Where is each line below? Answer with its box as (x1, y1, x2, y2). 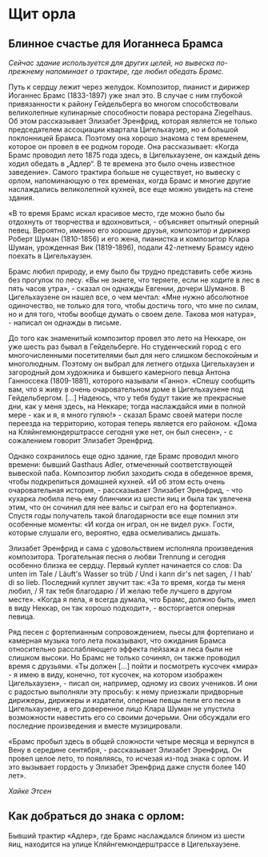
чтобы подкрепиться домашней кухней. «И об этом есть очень (8, 477, 226, 486)
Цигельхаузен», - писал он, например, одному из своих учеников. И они (8, 679, 258, 688)
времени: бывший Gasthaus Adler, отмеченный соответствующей (8, 460, 234, 469)
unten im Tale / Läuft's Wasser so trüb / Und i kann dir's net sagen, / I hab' (8, 569, 254, 579)
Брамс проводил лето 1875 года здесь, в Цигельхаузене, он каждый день (8, 150, 261, 160)
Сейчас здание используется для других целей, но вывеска (8, 58, 214, 67)
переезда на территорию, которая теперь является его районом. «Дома (8, 419, 258, 428)
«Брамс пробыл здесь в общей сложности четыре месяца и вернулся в (8, 737, 254, 746)
